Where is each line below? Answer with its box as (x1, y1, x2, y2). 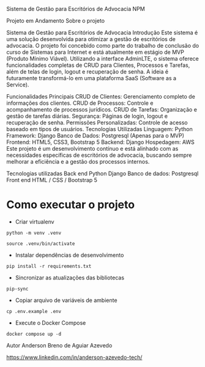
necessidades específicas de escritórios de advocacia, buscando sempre (6, 151, 192, 159)
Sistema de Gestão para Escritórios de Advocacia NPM (6, 6, 145, 12)
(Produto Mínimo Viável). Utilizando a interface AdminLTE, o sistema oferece (6, 55, 199, 62)
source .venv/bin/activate (6, 240, 75, 247)
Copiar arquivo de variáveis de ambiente (15, 297, 117, 304)
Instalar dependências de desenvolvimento (15, 251, 124, 259)
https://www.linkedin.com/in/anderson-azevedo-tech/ (6, 354, 143, 361)
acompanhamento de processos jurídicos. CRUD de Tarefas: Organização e (6, 106, 198, 113)
